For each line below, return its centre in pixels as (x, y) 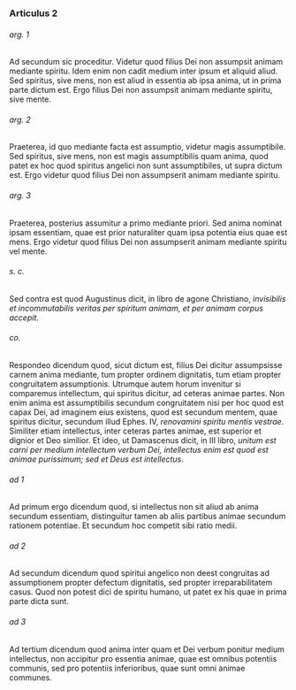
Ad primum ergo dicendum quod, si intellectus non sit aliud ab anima (134, 507)
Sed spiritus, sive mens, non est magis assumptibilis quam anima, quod (139, 157)
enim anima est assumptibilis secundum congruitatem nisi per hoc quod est (147, 402)
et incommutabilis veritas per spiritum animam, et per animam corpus (136, 308)
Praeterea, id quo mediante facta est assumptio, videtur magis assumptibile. (148, 147)
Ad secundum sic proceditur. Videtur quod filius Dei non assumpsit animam (146, 62)
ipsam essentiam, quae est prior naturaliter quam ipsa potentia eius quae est (148, 232)
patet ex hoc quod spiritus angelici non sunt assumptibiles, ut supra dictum (146, 165)
